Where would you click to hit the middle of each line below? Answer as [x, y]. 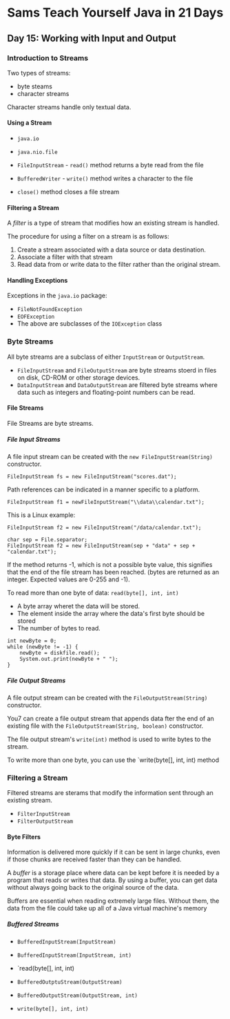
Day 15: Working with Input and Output [92, 38]
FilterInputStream [43, 814]
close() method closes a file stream [68, 192]
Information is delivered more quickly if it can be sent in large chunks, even [114, 852]
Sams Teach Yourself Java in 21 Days [115, 13]
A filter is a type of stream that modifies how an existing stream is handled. [113, 223]
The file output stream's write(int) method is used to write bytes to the [109, 739]
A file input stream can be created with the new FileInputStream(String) [110, 456]
